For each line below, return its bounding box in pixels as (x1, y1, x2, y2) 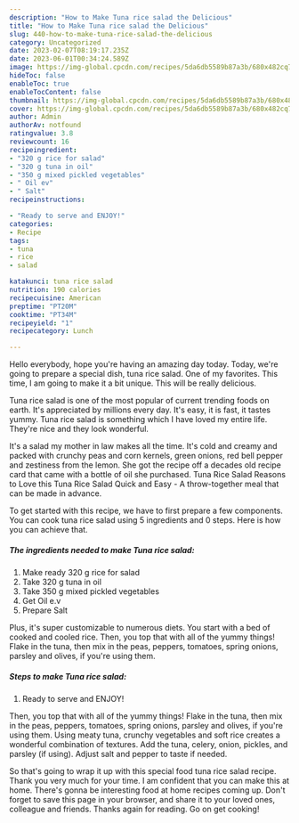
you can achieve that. (9, 525, 88, 535)
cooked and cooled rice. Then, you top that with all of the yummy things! (9, 632, 276, 642)
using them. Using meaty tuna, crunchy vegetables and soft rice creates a (9, 729, 280, 740)
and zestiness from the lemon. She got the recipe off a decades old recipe (9, 460, 282, 470)
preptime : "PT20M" (9, 302, 77, 311)
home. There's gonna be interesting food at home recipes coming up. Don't (9, 785, 287, 795)
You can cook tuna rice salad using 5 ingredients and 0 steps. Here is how (9, 515, 281, 526)
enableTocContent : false (9, 87, 101, 96)
